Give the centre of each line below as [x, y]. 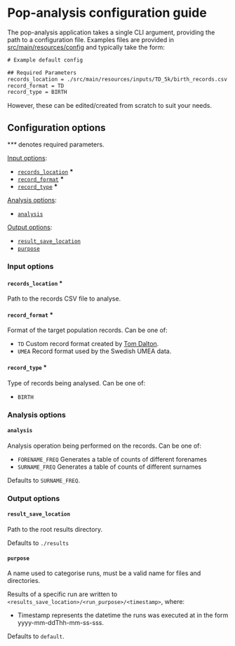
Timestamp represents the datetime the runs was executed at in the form [123, 615]
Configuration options [57, 128]
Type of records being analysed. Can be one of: [76, 383]
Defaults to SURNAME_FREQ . [44, 480]
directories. [24, 581]
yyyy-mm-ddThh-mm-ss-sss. [60, 623]
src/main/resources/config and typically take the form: [86, 47]
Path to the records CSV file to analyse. [64, 298]
